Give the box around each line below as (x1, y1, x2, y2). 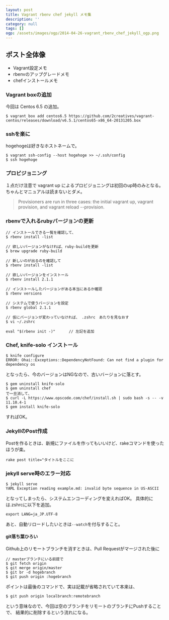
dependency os (6, 362, 36, 367)
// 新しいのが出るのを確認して (6, 258, 61, 263)
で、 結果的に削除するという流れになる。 (6, 609, 91, 615)
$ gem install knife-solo (6, 404, 60, 409)
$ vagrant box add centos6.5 (6, 114, 67, 119)
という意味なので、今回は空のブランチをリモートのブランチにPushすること (6, 603, 161, 609)
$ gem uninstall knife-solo (6, 381, 65, 387)
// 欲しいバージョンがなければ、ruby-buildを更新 (6, 244, 99, 249)
